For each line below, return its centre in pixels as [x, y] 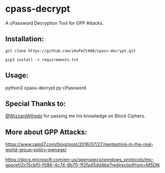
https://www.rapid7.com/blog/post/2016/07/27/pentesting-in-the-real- [79, 144]
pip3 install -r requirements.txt [42, 60]
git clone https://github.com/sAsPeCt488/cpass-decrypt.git [71, 51]
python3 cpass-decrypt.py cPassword [46, 88]
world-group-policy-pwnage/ [36, 150]
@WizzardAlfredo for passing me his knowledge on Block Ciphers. [75, 116]
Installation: [25, 39]
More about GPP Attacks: [46, 132]
